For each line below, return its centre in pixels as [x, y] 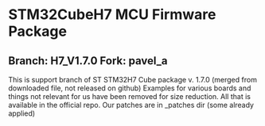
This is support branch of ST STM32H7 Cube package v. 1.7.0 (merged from [132, 80]
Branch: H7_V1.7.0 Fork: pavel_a [88, 61]
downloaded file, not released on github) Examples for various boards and [130, 88]
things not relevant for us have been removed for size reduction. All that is [129, 96]
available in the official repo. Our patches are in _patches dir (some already [131, 105]
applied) [22, 113]
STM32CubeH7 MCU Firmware [112, 15]
